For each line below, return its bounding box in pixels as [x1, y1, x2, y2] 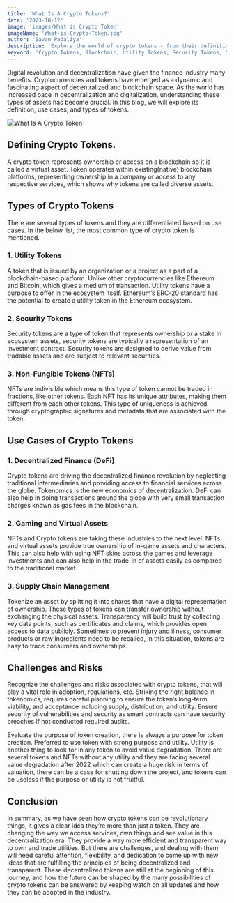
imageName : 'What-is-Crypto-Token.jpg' [7, 29, 123, 37]
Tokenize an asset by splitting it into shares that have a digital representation [7, 597, 227, 605]
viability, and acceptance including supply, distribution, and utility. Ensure [7, 702, 218, 711]
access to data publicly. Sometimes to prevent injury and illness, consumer [7, 627, 222, 635]
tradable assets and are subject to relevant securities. [7, 351, 162, 360]
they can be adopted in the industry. [7, 888, 111, 897]
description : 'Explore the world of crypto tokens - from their [7, 43, 198, 50]
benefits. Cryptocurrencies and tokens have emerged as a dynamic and [7, 75, 213, 84]
